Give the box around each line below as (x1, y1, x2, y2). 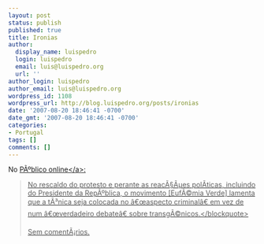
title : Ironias (8, 33, 58, 42)
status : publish (8, 19, 61, 27)
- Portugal (8, 128, 44, 136)
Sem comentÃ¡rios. (27, 227, 91, 237)
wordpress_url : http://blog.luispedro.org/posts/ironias (8, 99, 199, 107)
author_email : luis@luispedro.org (8, 84, 122, 93)
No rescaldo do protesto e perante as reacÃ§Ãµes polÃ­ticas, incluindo (27, 180, 256, 190)
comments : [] (8, 143, 51, 151)
